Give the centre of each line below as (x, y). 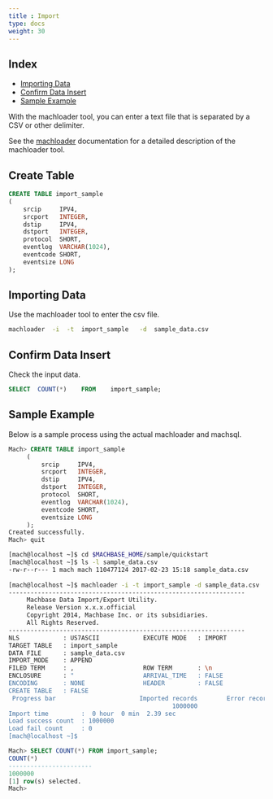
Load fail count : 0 (50, 729)
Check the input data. (45, 374)
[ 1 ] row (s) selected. (45, 781)
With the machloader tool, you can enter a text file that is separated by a (129, 117)
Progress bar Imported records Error (128, 698)
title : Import (34, 16)
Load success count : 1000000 (61, 721)
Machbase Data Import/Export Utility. (92, 600)
